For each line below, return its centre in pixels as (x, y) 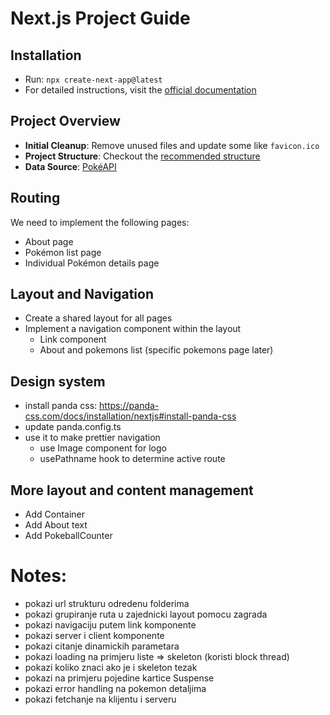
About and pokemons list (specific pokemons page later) (156, 350)
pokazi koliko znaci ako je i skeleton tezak (111, 667)
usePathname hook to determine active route (132, 459)
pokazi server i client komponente (94, 635)
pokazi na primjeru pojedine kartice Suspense (119, 678)
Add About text (56, 525)
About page (49, 241)
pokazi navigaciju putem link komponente (110, 625)
